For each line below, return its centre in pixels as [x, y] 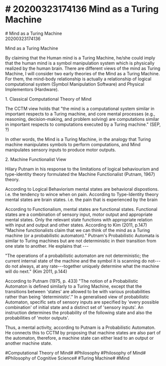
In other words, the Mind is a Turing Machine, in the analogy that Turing [78, 139]
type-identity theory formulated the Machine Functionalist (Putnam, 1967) [80, 174]
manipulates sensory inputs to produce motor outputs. [61, 150]
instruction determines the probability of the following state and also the [79, 313]
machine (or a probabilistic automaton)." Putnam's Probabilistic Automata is [82, 235]
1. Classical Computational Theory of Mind [48, 99]
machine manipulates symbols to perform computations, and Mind [73, 144]
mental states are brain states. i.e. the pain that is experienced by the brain [81, 200]
